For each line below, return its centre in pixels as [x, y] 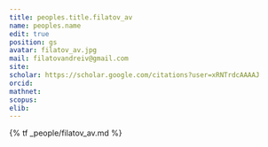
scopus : [24, 100]
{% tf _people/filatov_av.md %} [66, 133]
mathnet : [25, 91]
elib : [19, 108]
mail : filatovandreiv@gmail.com [69, 58]
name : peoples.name [45, 26]
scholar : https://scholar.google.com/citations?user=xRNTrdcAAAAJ [134, 75]
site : [19, 67]
